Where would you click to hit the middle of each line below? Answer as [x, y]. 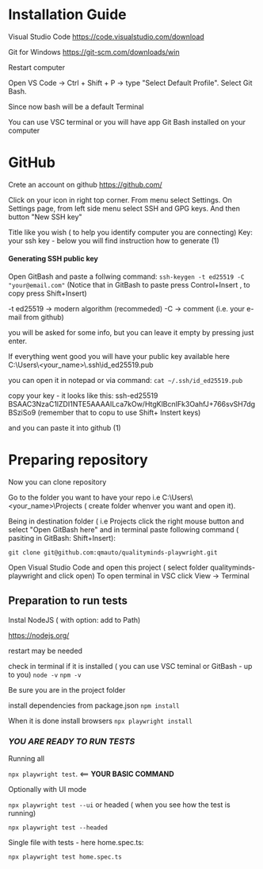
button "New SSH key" [45, 217]
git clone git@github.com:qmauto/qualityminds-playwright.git [113, 553]
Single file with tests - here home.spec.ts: [76, 843]
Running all [27, 759]
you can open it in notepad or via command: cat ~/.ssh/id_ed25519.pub [126, 380]
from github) [44, 317]
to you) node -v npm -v [45, 674]
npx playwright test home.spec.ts [65, 857]
